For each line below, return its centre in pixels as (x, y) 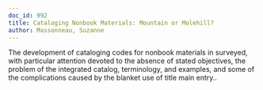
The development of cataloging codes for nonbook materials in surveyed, (128, 53)
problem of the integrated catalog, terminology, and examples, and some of (131, 69)
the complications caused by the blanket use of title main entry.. (113, 78)
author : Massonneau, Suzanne (56, 30)
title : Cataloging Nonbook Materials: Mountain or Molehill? (111, 23)
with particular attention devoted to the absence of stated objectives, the (127, 61)
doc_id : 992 (28, 15)
